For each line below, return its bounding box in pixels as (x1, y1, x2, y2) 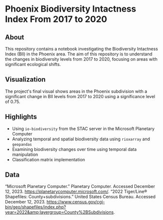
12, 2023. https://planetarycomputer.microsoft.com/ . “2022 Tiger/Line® (5, 188, 147, 195)
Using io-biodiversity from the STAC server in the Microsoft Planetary (12, 125, 155, 132)
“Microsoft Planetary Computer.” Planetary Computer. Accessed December (5, 184, 155, 189)
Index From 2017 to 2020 (5, 14, 108, 25)
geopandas (12, 142, 33, 147)
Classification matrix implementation (12, 156, 85, 162)
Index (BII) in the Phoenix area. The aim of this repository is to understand (5, 51, 153, 57)
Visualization (5, 75, 46, 84)
